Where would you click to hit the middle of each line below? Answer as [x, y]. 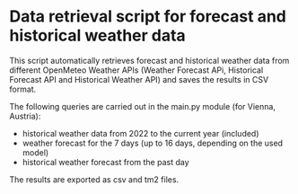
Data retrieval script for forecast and [148, 17]
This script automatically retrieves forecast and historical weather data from [149, 60]
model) [35, 152]
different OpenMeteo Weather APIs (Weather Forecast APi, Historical [136, 70]
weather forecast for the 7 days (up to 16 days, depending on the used [153, 143]
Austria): [25, 116]
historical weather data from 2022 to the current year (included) [140, 133]
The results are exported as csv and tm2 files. [94, 179]
